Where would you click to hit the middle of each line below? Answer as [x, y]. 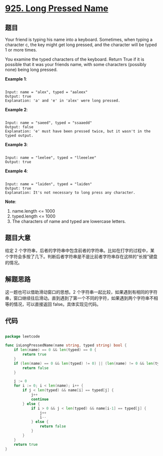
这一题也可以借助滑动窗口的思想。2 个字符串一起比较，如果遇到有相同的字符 [81, 292]
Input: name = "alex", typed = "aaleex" [47, 92]
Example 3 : [16, 144]
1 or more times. [21, 50]
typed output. [19, 135]
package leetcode [23, 337]
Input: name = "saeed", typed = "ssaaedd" [49, 123]
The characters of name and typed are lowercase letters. [69, 221]
